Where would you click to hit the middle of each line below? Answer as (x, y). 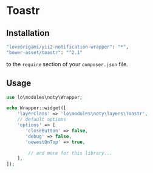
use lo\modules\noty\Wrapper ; (45, 97)
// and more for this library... (70, 153)
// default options (42, 120)
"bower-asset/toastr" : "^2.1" (45, 52)
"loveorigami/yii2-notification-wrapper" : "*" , (68, 47)
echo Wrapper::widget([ (36, 108)
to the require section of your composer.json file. (67, 64)
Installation (28, 33)
